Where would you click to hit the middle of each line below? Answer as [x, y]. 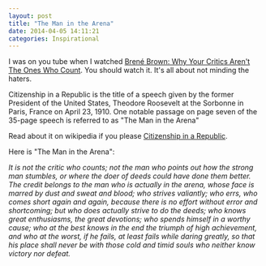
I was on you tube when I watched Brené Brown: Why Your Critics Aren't [129, 62]
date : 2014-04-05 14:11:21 [54, 31]
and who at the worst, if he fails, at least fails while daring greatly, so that [132, 237]
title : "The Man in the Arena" [61, 24]
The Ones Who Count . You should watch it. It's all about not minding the [129, 71]
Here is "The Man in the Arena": [62, 152]
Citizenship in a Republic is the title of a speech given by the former [121, 95]
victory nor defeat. [40, 254]
